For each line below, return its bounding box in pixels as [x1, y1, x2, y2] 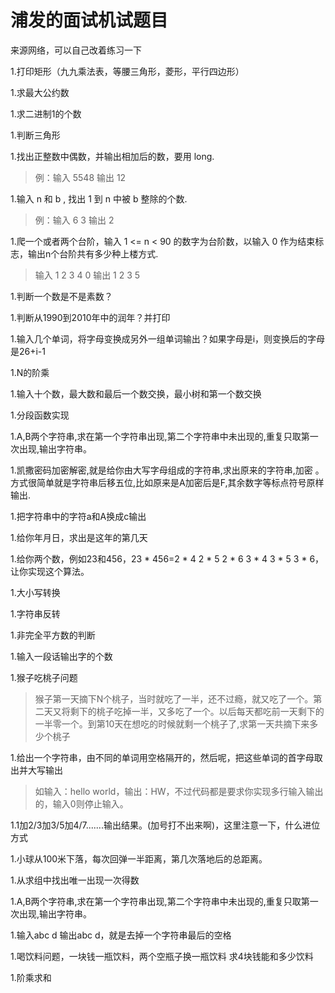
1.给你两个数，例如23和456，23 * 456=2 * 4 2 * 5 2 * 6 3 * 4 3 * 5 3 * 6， [10, 552, 325, 565]
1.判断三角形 [10, 129, 61, 141]
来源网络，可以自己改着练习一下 [10, 44, 142, 56]
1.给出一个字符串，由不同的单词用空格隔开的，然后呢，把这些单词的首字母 [10, 751, 315, 763]
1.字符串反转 [10, 607, 61, 620]
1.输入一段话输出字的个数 [10, 650, 113, 662]
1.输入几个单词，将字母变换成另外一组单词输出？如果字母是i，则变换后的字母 [10, 332, 326, 345]
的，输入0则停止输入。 [34, 797, 129, 810]
